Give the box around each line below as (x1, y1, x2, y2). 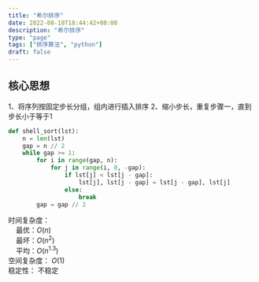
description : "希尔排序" (8, 26, 85, 34)
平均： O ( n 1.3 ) (15, 245, 59, 255)
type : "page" (8, 33, 51, 42)
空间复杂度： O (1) (8, 255, 65, 265)
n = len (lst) (22, 135, 65, 143)
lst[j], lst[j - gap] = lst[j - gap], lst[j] (78, 178, 231, 186)
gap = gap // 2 (36, 200, 87, 209)
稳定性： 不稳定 (8, 265, 59, 275)
